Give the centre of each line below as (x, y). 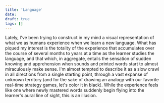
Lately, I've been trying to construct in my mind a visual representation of (80, 38)
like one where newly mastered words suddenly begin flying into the (75, 90)
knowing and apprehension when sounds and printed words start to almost (82, 64)
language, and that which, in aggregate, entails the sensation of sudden (78, 59)
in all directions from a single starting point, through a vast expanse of (77, 74)
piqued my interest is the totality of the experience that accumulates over (80, 48)
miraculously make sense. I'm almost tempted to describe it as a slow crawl (82, 69)
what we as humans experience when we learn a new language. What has (81, 43)
